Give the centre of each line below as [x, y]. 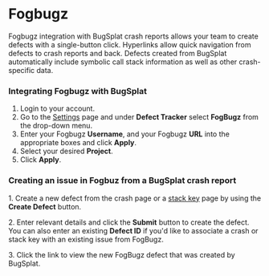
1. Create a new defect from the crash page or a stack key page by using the [135, 198]
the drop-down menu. [56, 126]
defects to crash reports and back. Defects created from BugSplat [118, 53]
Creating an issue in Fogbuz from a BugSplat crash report [122, 181]
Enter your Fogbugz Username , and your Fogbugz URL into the [125, 134]
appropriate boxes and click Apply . [78, 143]
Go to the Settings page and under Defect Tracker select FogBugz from [139, 117]
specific [22, 70]
